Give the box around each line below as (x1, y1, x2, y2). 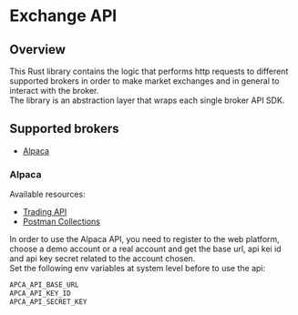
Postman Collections (22, 216, 100, 228)
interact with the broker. (9, 86, 99, 96)
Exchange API (9, 5, 118, 26)
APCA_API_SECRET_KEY (9, 297, 88, 306)
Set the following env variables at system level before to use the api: (9, 263, 266, 274)
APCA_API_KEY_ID (9, 289, 71, 298)
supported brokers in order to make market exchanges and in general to (9, 76, 280, 86)
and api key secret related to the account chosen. (9, 253, 196, 264)
